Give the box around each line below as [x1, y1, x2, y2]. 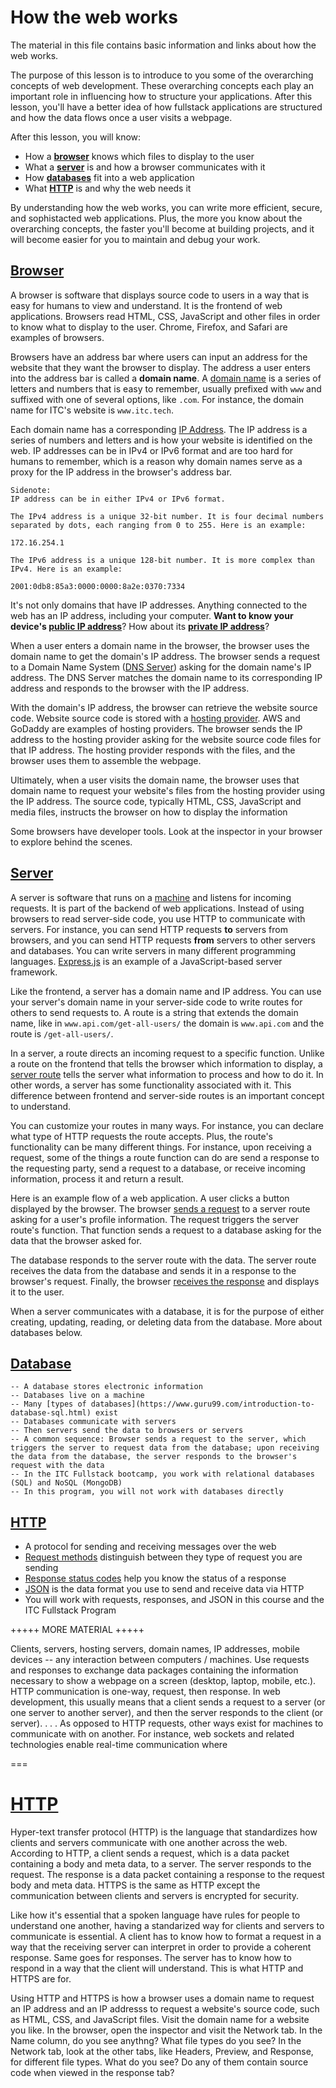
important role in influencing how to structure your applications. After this [10, 90, 313, 102]
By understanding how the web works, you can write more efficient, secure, [10, 201, 323, 213]
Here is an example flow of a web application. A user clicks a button [10, 1192, 290, 1204]
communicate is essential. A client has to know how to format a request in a [10, 1931, 322, 1943]
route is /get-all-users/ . [10, 1027, 114, 1040]
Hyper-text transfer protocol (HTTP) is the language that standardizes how [10, 1826, 318, 1838]
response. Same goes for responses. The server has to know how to [10, 1952, 292, 1964]
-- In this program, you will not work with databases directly [10, 1487, 284, 1497]
